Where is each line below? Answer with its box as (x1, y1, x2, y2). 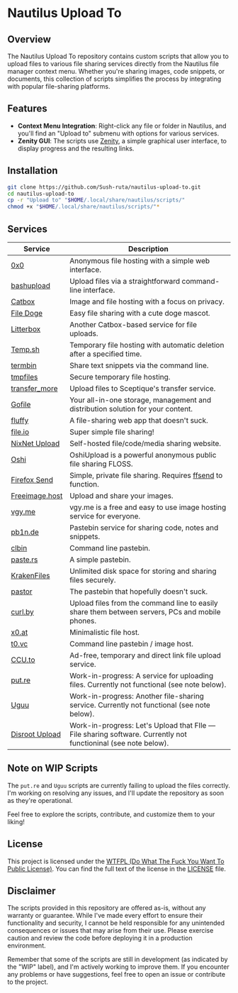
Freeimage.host (11, 491, 63, 501)
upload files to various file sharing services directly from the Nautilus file (7, 60, 220, 68)
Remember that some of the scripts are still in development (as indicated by (7, 955, 228, 964)
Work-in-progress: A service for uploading (69, 670, 214, 680)
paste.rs (11, 555, 38, 565)
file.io (11, 427, 30, 437)
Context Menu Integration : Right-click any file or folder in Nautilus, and (17, 121, 227, 130)
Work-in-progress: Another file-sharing (69, 691, 204, 701)
